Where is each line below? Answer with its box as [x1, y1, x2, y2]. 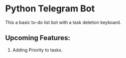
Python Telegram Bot [5, 3, 95, 14]
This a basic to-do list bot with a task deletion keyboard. [5, 19, 121, 25]
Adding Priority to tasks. [12, 47, 63, 53]
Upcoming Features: [5, 34, 70, 42]
